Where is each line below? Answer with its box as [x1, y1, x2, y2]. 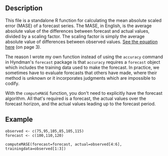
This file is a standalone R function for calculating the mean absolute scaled [5, 17, 162, 23]
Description [5, 4, 43, 13]
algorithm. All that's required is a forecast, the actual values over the [5, 95, 146, 101]
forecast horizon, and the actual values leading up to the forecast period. [5, 100, 156, 107]
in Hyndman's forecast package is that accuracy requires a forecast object [5, 59, 160, 65]
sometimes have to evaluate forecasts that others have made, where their [5, 70, 157, 76]
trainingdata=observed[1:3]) [5, 146, 66, 151]
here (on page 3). [5, 44, 42, 50]
